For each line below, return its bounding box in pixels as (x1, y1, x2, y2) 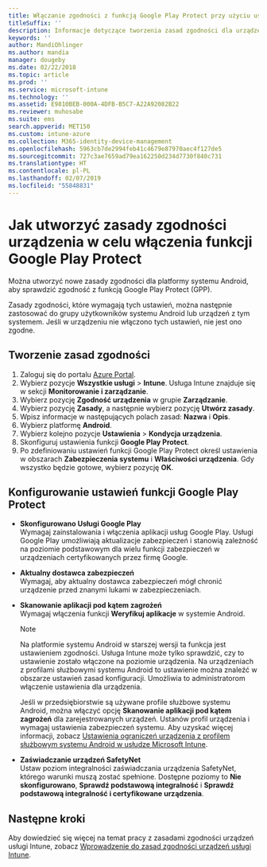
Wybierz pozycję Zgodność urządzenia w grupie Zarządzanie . (19, 395, 228, 404)
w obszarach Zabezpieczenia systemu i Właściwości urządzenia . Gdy (19, 454, 254, 464)
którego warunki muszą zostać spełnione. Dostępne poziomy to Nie (19, 772, 242, 782)
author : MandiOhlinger (8, 41, 83, 49)
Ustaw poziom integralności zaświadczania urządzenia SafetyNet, (19, 764, 237, 773)
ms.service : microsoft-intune (8, 85, 109, 94)
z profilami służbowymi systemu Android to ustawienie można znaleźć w (19, 665, 257, 675)
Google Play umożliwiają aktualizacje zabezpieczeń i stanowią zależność (19, 536, 258, 546)
